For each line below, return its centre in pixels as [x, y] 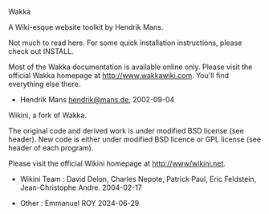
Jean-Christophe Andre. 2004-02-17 [81, 187]
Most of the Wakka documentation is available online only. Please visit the [130, 67]
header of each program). [51, 148]
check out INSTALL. [41, 51]
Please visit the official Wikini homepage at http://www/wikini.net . [117, 163]
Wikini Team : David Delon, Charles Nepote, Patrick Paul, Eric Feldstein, [138, 179]
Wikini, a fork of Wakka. [47, 115]
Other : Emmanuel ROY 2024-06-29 [79, 203]
